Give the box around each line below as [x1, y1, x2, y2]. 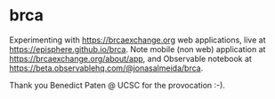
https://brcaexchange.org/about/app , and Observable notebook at [9, 53, 252, 64]
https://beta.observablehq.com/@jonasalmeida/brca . [9, 63, 204, 73]
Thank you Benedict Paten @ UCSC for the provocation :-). [9, 80, 225, 90]
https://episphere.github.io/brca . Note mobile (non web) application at [9, 43, 266, 54]
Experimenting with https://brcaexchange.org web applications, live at [9, 34, 266, 45]
